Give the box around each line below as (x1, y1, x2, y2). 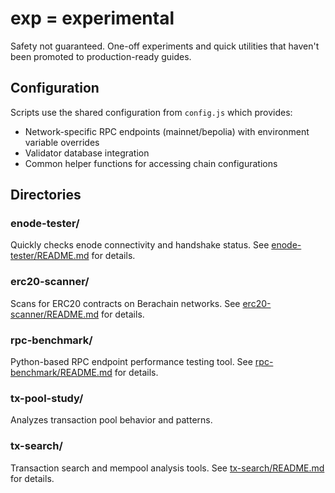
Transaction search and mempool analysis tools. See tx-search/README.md (10, 462, 325, 474)
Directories (10, 187, 82, 204)
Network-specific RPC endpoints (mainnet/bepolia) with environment (24, 125, 310, 137)
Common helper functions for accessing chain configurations (24, 157, 278, 169)
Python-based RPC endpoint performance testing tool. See (10, 356, 253, 368)
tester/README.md (10, 250, 90, 262)
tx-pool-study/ (10, 391, 84, 405)
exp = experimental (10, 7, 175, 30)
